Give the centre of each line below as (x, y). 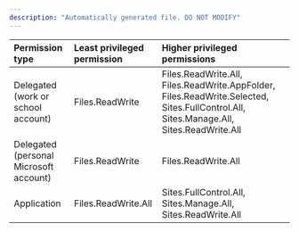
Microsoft (34, 166)
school (28, 107)
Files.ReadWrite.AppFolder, (218, 85)
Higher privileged (199, 47)
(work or (32, 96)
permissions (189, 59)
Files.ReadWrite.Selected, (215, 96)
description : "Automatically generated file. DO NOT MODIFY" (125, 17)
